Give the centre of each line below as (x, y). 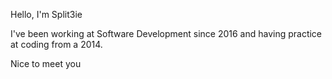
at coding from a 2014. (56, 44)
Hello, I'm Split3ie (46, 14)
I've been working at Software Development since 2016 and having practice (166, 33)
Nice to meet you (46, 63)
